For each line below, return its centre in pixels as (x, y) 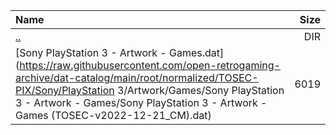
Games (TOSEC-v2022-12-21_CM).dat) (113, 115)
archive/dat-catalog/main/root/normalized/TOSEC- (137, 77)
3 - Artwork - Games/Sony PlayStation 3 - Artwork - (141, 102)
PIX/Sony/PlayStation (65, 90)
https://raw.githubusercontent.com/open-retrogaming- (150, 65)
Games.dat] (197, 52)
